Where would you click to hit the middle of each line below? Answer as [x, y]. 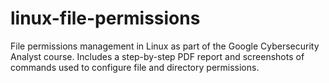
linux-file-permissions [105, 18]
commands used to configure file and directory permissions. [135, 67]
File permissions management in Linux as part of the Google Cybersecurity [165, 46]
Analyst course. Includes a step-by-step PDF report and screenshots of [157, 56]
